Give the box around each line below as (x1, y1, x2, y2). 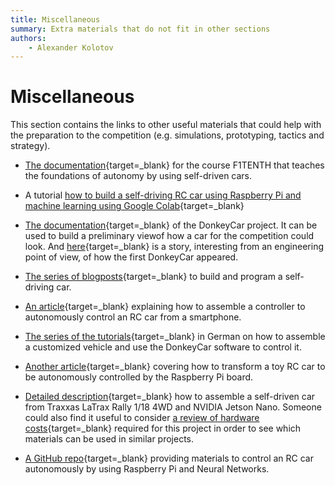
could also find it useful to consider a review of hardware (24, 412, 260, 424)
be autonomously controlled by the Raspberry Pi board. (24, 371, 254, 383)
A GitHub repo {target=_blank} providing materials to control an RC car (24, 452, 314, 465)
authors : (10, 33, 47, 43)
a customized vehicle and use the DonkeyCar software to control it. (24, 341, 302, 353)
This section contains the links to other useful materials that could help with (10, 119, 322, 131)
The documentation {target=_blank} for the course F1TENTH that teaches (24, 159, 325, 171)
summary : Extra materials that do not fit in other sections (10, 24, 271, 34)
